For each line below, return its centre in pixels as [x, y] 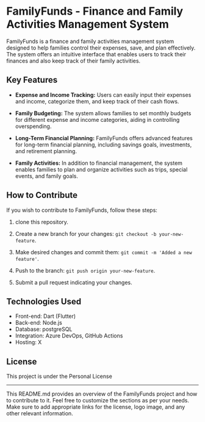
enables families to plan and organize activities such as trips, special [101, 169]
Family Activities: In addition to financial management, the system [99, 163]
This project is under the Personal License [59, 376]
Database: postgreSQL [44, 330]
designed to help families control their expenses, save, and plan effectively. [101, 48]
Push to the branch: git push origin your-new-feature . [85, 270]
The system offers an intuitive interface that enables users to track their [96, 54]
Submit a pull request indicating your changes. [74, 282]
